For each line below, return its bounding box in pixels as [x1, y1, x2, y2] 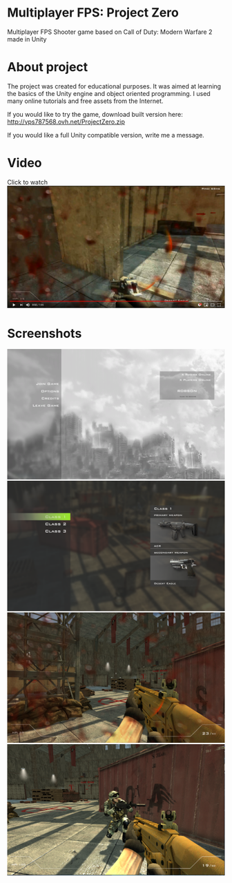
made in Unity [7, 35, 47, 43]
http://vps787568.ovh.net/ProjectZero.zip [7, 117, 126, 126]
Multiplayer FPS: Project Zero [7, 5, 180, 21]
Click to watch [7, 178, 48, 186]
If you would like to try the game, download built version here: [7, 110, 183, 118]
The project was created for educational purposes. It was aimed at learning [7, 82, 222, 91]
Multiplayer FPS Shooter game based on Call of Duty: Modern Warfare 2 [7, 28, 213, 36]
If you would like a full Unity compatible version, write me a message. [7, 131, 205, 139]
